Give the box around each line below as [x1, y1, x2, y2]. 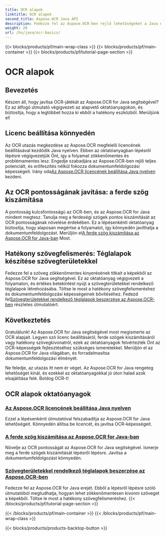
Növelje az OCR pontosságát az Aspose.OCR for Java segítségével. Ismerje [5, 445, 159, 451]
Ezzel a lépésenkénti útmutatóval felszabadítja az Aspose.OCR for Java [5, 415, 150, 421]
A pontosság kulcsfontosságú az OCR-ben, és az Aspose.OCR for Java [5, 208, 150, 215]
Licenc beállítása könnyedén [5, 129, 95, 137]
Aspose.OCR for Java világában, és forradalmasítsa [5, 350, 110, 356]
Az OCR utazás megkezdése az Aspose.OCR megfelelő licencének [5, 142, 141, 148]
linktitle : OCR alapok [5, 12, 52, 17]
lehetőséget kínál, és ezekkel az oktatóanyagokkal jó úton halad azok [5, 370, 146, 376]
